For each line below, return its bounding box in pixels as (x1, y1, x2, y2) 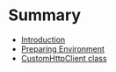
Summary (8, 5, 81, 25)
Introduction (20, 34, 66, 45)
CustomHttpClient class (20, 53, 107, 63)
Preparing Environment (20, 43, 105, 54)
